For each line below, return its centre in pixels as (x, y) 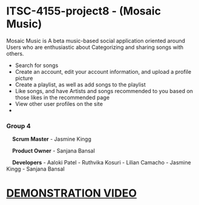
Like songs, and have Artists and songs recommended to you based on (104, 91)
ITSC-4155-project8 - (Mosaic (84, 11)
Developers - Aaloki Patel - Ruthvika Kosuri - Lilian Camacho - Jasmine (101, 163)
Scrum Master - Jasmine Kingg (52, 139)
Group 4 (19, 126)
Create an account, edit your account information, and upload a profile (103, 71)
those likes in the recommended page (62, 97)
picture (24, 78)
